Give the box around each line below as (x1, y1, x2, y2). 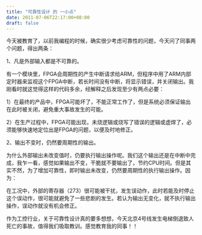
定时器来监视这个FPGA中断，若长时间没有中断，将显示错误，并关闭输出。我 (6, 78, 194, 85)
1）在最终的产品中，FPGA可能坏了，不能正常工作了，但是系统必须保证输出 (6, 98, 191, 105)
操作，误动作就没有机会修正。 (6, 202, 80, 210)
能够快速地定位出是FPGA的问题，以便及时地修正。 (11, 126, 136, 133)
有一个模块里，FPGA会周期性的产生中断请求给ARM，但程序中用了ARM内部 (6, 70, 191, 78)
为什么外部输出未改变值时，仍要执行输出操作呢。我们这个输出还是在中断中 (6, 152, 191, 159)
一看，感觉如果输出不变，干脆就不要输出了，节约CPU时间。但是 (26, 159, 186, 166)
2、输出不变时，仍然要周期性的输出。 (6, 139, 99, 146)
